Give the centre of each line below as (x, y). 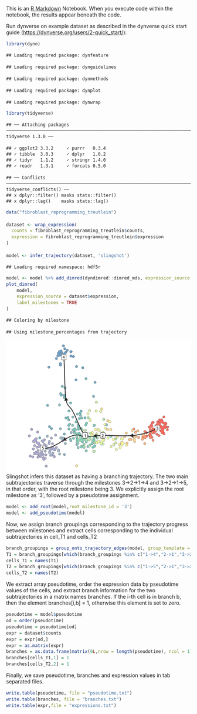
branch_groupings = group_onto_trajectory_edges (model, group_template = (98, 548)
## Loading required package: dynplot (53, 91)
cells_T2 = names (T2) (33, 573)
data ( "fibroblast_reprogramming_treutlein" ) (61, 212)
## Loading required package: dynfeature (57, 55)
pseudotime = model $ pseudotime (44, 615)
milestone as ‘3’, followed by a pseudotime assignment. (73, 495)
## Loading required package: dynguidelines (61, 67)
